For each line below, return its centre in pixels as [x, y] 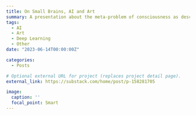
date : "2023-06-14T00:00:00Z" [43, 50]
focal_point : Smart [35, 103]
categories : [20, 60]
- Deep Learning [31, 39]
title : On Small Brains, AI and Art [50, 11]
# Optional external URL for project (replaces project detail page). [94, 76]
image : [14, 92]
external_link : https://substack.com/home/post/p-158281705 [81, 81]
